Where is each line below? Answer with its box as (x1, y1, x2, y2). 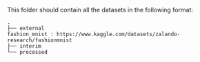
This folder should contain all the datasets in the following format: (7, 6, 194, 14)
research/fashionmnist (7, 37, 72, 44)
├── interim (7, 43, 41, 50)
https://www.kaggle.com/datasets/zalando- (56, 31, 181, 37)
